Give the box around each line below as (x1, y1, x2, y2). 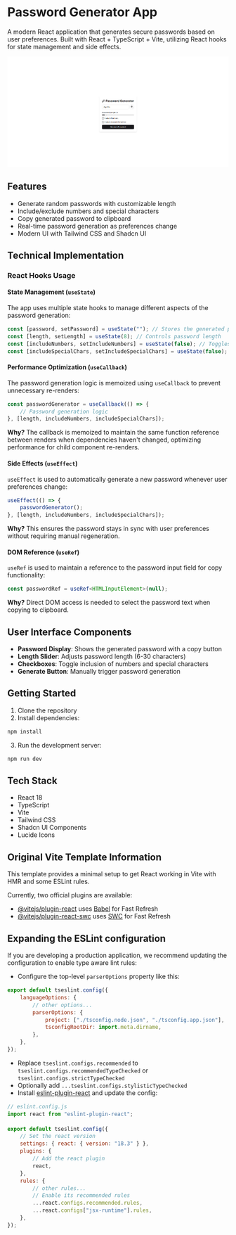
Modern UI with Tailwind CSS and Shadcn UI (17, 229, 147, 238)
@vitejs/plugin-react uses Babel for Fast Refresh (17, 904, 159, 913)
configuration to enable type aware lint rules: (7, 959, 137, 967)
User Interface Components (7, 626, 132, 638)
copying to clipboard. (7, 606, 69, 614)
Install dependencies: (17, 713, 80, 722)
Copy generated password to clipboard (17, 214, 131, 222)
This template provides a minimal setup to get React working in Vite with (7, 870, 216, 878)
